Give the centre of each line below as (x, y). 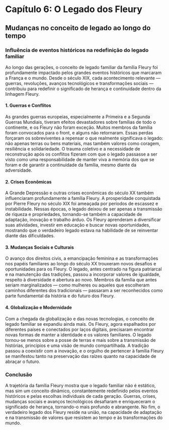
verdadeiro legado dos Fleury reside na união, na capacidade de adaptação (83, 412)
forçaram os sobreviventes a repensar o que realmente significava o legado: (84, 138)
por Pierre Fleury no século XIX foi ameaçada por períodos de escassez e (82, 204)
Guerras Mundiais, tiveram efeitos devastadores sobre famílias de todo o (80, 122)
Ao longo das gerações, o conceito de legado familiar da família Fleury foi (82, 67)
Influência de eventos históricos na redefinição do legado (77, 50)
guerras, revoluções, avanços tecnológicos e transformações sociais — (79, 83)
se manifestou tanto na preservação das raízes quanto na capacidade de (81, 356)
